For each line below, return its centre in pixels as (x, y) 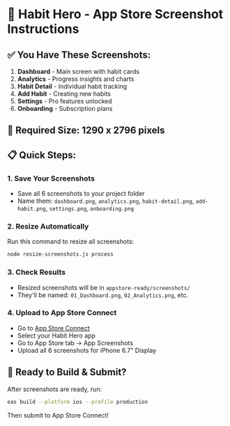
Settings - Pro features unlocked (64, 101)
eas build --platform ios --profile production (78, 402)
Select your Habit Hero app (56, 335)
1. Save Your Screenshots (51, 178)
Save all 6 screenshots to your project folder (81, 194)
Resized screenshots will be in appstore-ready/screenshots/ (103, 287)
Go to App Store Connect (53, 328)
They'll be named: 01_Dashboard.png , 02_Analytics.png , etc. (103, 295)
